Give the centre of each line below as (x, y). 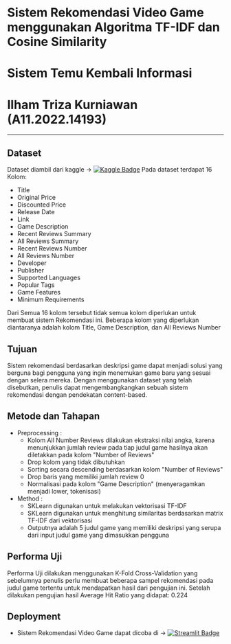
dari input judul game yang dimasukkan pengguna (98, 535)
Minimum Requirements (51, 299)
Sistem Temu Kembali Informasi (100, 73)
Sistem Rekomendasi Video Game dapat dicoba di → (91, 633)
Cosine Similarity (57, 42)
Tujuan (22, 349)
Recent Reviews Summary (54, 234)
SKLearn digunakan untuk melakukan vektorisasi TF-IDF (107, 505)
